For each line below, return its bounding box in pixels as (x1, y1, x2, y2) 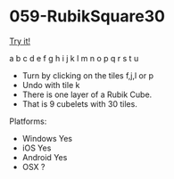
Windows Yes (21, 133, 73, 143)
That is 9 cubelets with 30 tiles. (21, 98, 138, 109)
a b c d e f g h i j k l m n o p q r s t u (9, 53, 139, 63)
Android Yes (21, 151, 68, 162)
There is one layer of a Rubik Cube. (21, 89, 153, 100)
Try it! (9, 36, 31, 46)
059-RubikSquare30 (9, 6, 165, 27)
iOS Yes (21, 142, 52, 153)
